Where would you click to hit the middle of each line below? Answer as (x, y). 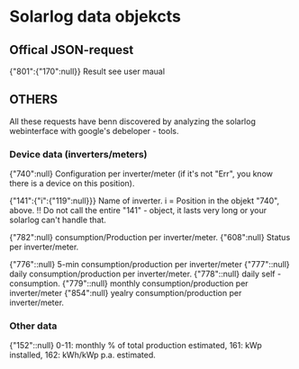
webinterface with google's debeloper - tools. (94, 130)
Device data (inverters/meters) (78, 154)
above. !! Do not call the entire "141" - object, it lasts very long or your (138, 211)
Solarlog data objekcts (95, 17)
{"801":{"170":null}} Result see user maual (87, 71)
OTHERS (34, 99)
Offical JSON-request (72, 50)
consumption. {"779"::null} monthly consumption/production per (129, 283)
